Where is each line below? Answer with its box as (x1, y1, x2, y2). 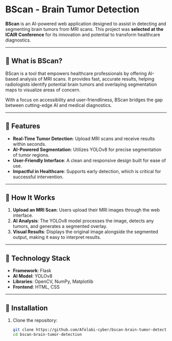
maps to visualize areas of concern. (5, 86, 81, 93)
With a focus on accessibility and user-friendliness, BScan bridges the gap (5, 97, 163, 103)
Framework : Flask (12, 268, 52, 274)
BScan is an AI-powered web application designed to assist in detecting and (5, 21, 166, 27)
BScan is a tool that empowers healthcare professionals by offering (5, 70, 147, 77)
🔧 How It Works (5, 193, 55, 202)
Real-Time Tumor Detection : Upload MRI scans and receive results (12, 135, 155, 142)
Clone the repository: (12, 317, 58, 323)
